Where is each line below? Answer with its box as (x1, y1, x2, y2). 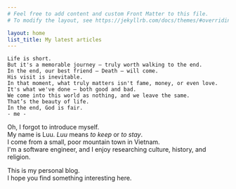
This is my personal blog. (7, 167, 80, 175)
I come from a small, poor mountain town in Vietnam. (7, 138, 160, 146)
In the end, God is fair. (7, 105, 83, 112)
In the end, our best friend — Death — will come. (7, 67, 159, 74)
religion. (7, 152, 31, 162)
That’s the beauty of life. (7, 98, 90, 105)
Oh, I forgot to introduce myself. (7, 123, 100, 131)
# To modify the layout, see (7, 17, 93, 24)
